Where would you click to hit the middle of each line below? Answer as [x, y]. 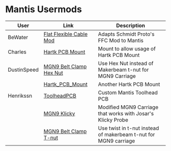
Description [131, 25]
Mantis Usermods [44, 9]
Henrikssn [20, 96]
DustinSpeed [23, 70]
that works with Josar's [126, 113]
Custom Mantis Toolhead [128, 93]
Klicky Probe [113, 119]
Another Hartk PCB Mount [129, 84]
